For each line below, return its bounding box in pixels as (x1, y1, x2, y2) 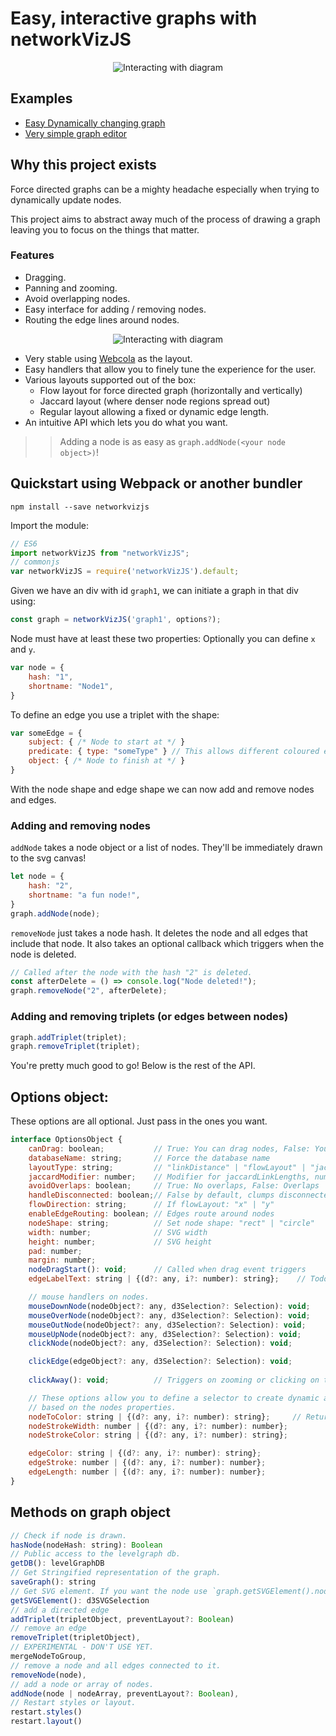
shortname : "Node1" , (28, 681, 114, 691)
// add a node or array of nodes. (10, 1679, 155, 1689)
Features (10, 248, 55, 262)
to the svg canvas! (10, 852, 87, 864)
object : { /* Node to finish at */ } (28, 756, 186, 766)
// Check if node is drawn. (10, 1530, 128, 1541)
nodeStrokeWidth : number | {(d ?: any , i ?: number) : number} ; (28, 1421, 288, 1431)
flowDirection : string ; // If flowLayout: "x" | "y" (28, 1200, 275, 1210)
